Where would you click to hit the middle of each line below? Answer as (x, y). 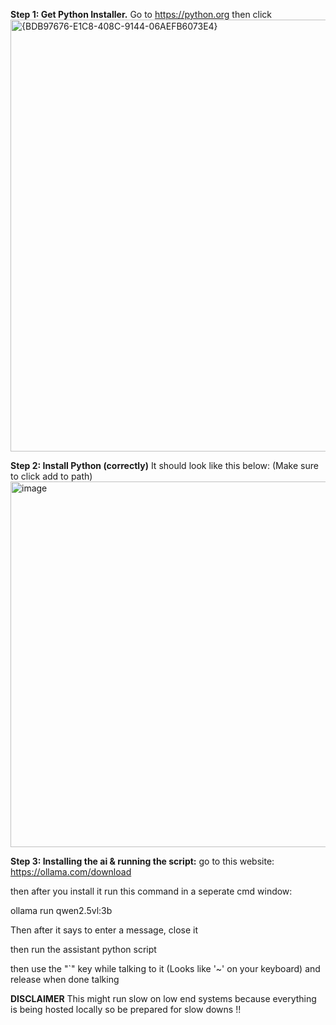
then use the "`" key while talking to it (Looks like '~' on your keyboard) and (165, 968)
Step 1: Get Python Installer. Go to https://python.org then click (141, 14)
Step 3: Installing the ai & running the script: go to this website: (142, 861)
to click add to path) (51, 476)
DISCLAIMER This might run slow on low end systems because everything (163, 998)
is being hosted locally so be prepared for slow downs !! (126, 1009)
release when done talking (65, 979)
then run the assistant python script (83, 949)
